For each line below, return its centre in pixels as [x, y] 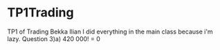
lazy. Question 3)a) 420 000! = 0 [54, 38]
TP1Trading [40, 13]
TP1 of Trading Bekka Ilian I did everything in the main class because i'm [110, 32]
